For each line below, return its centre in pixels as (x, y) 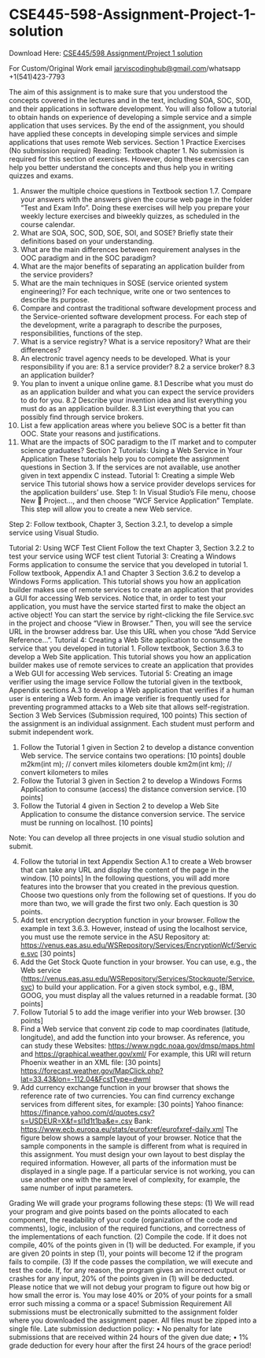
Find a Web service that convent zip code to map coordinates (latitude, (135, 1029)
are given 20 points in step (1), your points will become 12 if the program (126, 1253)
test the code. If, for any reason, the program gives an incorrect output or (127, 1270)
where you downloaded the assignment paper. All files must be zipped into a (133, 1320)
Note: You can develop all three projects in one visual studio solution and (127, 837)
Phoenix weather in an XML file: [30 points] (90, 1062)
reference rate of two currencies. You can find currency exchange (127, 1096)
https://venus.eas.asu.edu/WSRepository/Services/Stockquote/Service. (139, 978)
